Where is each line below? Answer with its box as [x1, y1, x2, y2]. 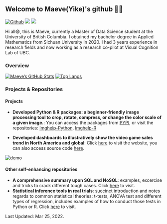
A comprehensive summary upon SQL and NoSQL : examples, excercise [12, 177, 162, 183]
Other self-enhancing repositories [5, 166, 78, 172]
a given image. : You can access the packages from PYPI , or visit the [12, 120, 154, 126]
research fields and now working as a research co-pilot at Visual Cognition [5, 44, 159, 50]
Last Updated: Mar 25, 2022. [5, 214, 64, 220]
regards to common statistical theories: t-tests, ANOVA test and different [12, 193, 162, 199]
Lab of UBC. [5, 49, 30, 55]
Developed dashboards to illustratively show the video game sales [12, 135, 153, 141]
